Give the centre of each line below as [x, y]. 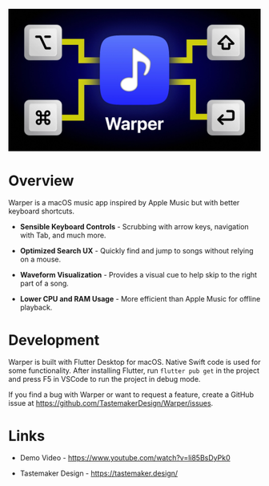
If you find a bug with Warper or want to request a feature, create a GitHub [131, 395]
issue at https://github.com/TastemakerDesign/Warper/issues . [111, 403]
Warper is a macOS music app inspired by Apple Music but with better [124, 203]
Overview [41, 180]
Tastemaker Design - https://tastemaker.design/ [99, 473]
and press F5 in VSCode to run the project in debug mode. [104, 379]
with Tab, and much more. [63, 235]
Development [54, 340]
